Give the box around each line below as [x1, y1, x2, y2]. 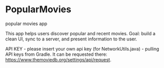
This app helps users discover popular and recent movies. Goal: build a [5, 30, 156, 36]
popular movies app [5, 20, 48, 27]
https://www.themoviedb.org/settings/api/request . [5, 56, 112, 62]
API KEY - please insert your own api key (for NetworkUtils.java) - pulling [5, 46, 159, 52]
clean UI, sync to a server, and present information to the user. [5, 36, 137, 42]
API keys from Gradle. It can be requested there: [5, 51, 108, 57]
